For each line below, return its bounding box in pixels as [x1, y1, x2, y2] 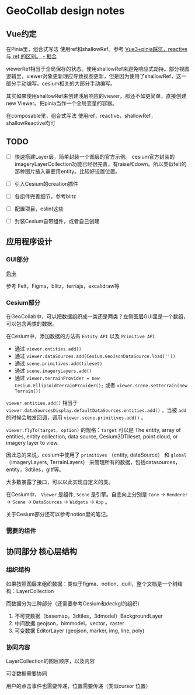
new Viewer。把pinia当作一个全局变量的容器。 [6, 100, 118, 107]
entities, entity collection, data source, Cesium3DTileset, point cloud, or [6, 433, 178, 440]
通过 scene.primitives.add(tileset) [14, 360, 103, 367]
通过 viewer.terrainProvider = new [14, 374, 100, 381]
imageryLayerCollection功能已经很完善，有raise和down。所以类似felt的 [14, 160, 187, 168]
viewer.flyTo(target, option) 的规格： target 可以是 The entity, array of [6, 427, 181, 434]
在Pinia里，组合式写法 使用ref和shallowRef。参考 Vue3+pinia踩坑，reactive [6, 46, 188, 52]
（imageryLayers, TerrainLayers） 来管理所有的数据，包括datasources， [6, 459, 181, 466]
